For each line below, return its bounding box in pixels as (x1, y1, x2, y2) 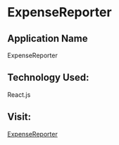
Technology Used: (7, 71, 89, 83)
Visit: (7, 111, 32, 123)
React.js (7, 90, 31, 99)
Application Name (7, 33, 88, 45)
